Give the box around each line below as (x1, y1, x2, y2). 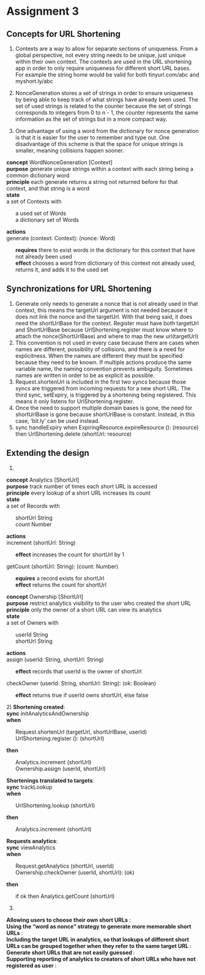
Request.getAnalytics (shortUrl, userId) (15, 862, 114, 870)
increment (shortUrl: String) (6, 539, 76, 546)
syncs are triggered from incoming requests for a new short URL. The (15, 384, 191, 392)
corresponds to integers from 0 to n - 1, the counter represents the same (15, 109, 199, 116)
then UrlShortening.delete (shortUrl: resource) (15, 430, 132, 438)
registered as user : (6, 962, 57, 969)
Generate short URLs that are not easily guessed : (6, 949, 135, 956)
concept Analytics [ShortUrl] (6, 476, 80, 484)
